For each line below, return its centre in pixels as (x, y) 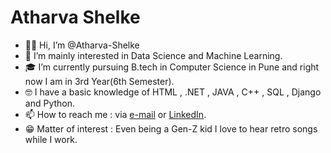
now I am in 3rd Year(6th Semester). (99, 81)
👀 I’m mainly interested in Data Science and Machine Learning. (153, 55)
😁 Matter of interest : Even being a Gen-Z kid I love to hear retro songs (171, 128)
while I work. (51, 139)
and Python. (50, 103)
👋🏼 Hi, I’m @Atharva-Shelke (82, 45)
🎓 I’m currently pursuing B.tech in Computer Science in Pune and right (172, 67)
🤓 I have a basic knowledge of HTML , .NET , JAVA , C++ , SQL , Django (173, 92)
